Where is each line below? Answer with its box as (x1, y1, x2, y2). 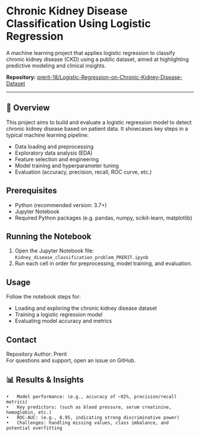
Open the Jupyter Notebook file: (14, 247, 94, 254)
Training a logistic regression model (14, 311, 103, 318)
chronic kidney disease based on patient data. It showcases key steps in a (6, 125, 189, 132)
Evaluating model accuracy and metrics (14, 318, 112, 325)
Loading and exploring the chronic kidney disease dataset (14, 304, 157, 312)
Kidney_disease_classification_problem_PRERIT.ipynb (14, 255, 149, 261)
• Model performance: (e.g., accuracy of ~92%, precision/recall (6, 393, 177, 399)
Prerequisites (6, 186, 57, 196)
